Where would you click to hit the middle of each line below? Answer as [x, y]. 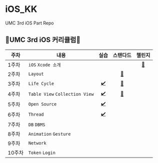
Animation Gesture [49, 134]
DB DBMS [37, 125]
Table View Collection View [61, 94]
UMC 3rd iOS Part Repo [29, 23]
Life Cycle [41, 84]
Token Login [42, 153]
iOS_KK [21, 9]
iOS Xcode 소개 [44, 65]
